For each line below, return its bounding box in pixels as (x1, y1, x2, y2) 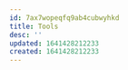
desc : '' (9, 30, 43, 39)
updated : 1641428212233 (9, 38, 100, 48)
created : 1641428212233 (9, 47, 100, 56)
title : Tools (9, 22, 59, 31)
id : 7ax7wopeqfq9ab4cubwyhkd (9, 13, 120, 23)
